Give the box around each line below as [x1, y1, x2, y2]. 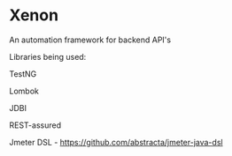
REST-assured [9, 120, 62, 130]
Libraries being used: [9, 51, 87, 62]
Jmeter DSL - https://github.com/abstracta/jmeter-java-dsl [9, 137, 223, 147]
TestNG [9, 68, 37, 79]
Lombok [9, 85, 40, 96]
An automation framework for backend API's [9, 34, 171, 45]
